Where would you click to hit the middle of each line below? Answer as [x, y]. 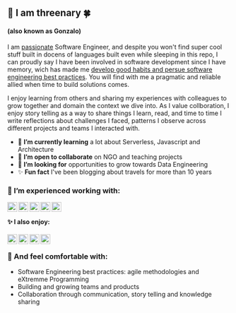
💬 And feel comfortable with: [58, 256]
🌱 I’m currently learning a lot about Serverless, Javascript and [109, 141]
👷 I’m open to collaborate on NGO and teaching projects [100, 157]
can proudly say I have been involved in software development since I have [117, 61]
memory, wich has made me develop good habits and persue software [110, 69]
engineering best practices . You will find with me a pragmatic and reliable [114, 77]
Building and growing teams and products [78, 287]
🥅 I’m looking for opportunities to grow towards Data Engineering [113, 164]
